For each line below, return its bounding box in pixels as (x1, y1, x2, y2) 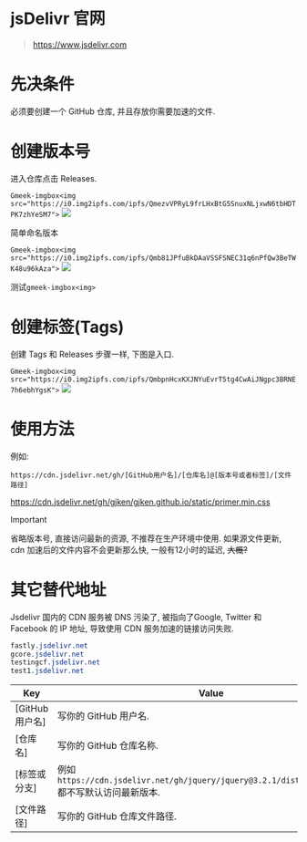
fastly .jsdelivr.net (10, 640, 89, 650)
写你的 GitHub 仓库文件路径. (56, 810, 177, 823)
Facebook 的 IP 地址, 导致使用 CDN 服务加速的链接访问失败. (10, 622, 235, 634)
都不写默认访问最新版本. (56, 786, 160, 799)
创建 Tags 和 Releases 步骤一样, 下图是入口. (10, 348, 175, 359)
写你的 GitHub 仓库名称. (56, 740, 159, 753)
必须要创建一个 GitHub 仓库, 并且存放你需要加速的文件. (10, 106, 216, 117)
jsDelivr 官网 (10, 8, 106, 29)
